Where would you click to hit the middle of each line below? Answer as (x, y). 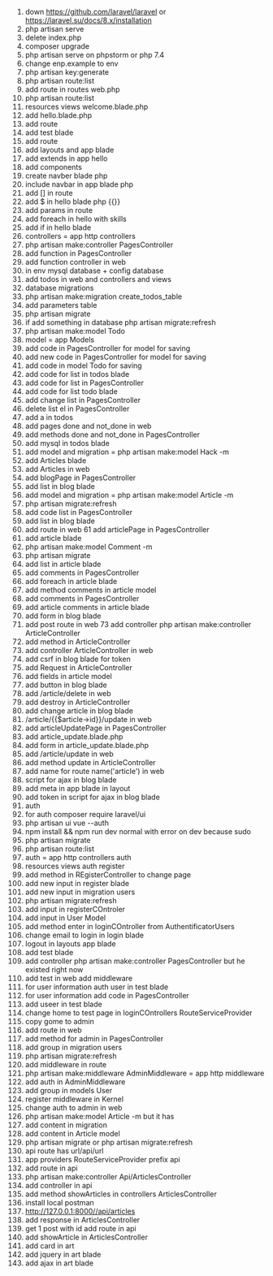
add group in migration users (74, 1047)
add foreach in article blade (71, 581)
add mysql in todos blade (67, 443)
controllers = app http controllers (80, 236)
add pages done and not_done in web (88, 426)
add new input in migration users (80, 892)
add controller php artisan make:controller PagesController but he (135, 961)
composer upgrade (57, 46)
